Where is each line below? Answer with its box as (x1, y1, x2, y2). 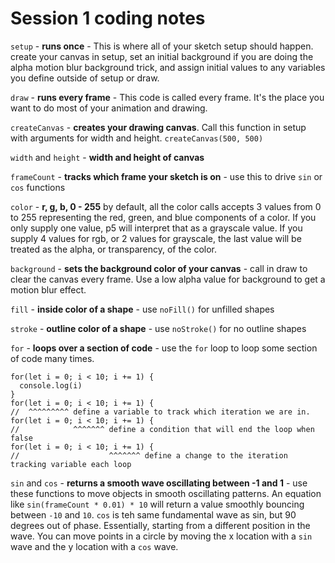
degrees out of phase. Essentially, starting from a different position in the (10, 519, 311, 531)
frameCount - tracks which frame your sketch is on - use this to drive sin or (10, 170, 323, 182)
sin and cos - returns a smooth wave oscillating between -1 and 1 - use (10, 477, 308, 489)
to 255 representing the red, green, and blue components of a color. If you (10, 211, 317, 223)
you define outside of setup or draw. (10, 72, 160, 84)
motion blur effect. (10, 283, 87, 296)
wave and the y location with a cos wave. (10, 540, 179, 552)
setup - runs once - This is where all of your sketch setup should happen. (10, 40, 314, 52)
